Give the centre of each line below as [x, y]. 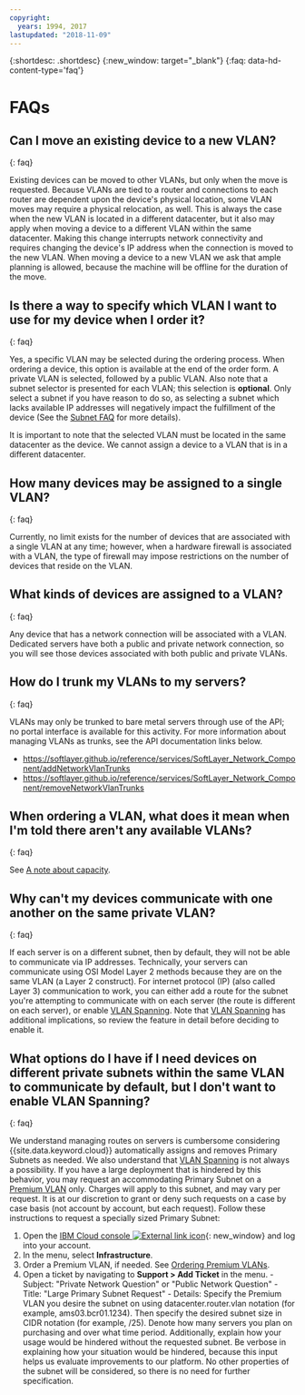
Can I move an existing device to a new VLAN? [143, 141]
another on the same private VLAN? [113, 913]
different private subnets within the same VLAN [147, 1072]
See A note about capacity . [60, 870]
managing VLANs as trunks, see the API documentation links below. [136, 741]
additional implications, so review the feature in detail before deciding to [144, 1020]
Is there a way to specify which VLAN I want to [143, 305]
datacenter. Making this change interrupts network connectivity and [136, 239]
